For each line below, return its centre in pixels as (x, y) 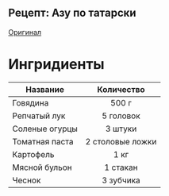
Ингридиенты (56, 64)
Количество (121, 89)
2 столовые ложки (121, 141)
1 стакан (121, 167)
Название (45, 89)
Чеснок (27, 180)
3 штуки (121, 129)
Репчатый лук (39, 116)
